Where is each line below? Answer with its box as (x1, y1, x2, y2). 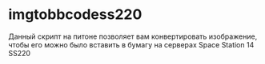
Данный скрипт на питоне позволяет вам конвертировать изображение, (8, 32, 258, 41)
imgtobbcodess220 (8, 6, 143, 24)
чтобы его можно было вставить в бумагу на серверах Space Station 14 (8, 40, 255, 49)
